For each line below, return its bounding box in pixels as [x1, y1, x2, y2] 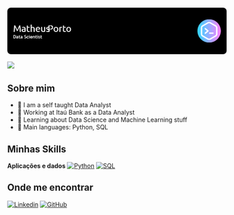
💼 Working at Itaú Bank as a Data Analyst [17, 109, 135, 117]
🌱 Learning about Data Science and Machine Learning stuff [17, 116, 188, 124]
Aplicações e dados [7, 161, 66, 170]
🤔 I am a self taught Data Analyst [17, 101, 111, 109]
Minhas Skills [7, 143, 67, 155]
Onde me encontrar [7, 182, 94, 193]
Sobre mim [7, 82, 56, 94]
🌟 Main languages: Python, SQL [17, 123, 109, 132]
